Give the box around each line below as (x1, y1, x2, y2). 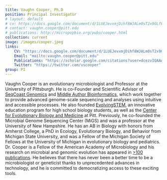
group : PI (5, 67, 26, 72)
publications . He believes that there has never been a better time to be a (5, 155, 153, 160)
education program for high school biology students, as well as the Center (5, 107, 157, 113)
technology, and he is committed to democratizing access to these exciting (5, 165, 159, 171)
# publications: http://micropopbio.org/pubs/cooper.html (5, 30, 128, 35)
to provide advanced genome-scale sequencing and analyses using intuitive (5, 97, 162, 102)
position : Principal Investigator (5, 12, 77, 17)
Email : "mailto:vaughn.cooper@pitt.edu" (14, 53, 99, 59)
